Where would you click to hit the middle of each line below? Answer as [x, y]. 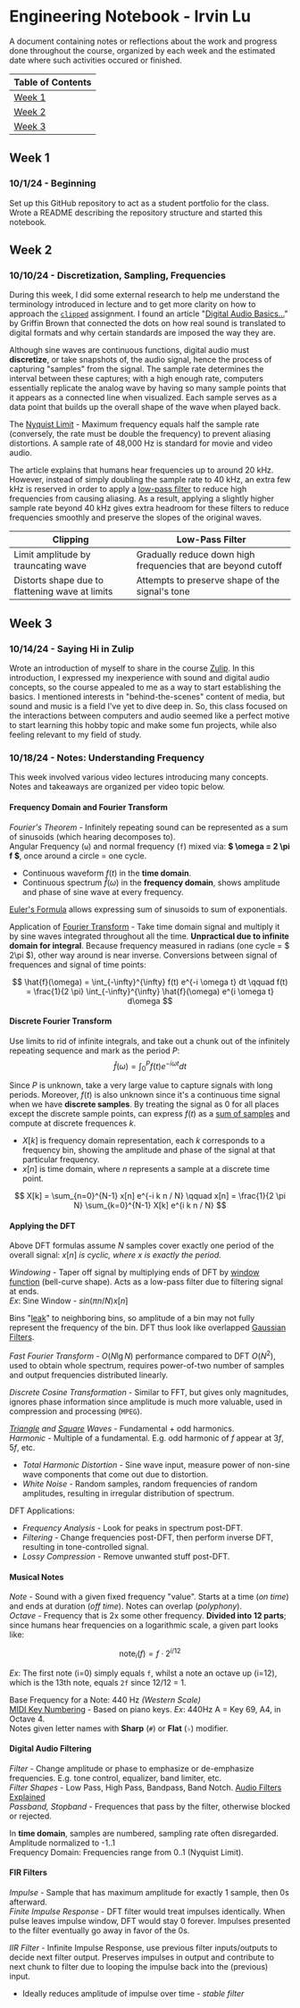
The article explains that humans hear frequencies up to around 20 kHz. [142, 470]
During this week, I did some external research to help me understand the [145, 295]
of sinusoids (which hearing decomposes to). [92, 836]
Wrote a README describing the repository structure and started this [136, 213]
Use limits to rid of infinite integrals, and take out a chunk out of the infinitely [150, 1041]
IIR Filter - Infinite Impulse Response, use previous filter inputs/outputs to [144, 1948]
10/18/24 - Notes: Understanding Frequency [107, 757]
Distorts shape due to [59, 581]
